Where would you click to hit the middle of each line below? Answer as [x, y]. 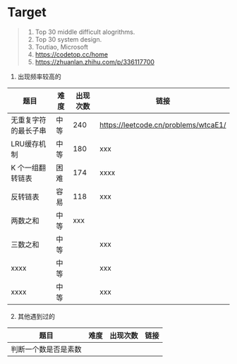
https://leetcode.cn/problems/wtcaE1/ [163, 124]
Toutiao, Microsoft [61, 47]
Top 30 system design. [68, 39]
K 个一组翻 [29, 168]
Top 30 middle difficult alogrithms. [85, 32]
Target [27, 12]
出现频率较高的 [39, 76]
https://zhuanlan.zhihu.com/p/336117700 [95, 61]
